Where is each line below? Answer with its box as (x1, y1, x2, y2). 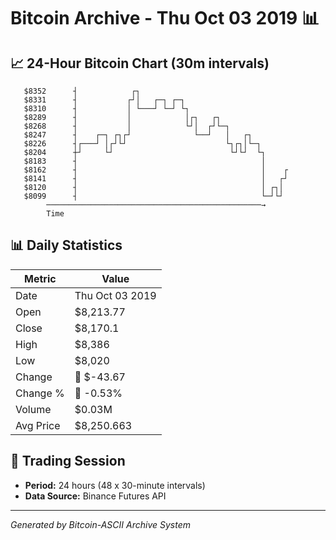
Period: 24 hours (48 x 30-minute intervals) (24, 479, 206, 491)
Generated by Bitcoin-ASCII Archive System (10, 518, 191, 530)
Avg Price (15, 418, 61, 432)
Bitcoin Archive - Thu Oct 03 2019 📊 (10, 7, 320, 30)
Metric (24, 271, 57, 285)
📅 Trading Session (10, 453, 126, 470)
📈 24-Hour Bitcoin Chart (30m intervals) (10, 55, 270, 72)
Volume (15, 402, 52, 416)
